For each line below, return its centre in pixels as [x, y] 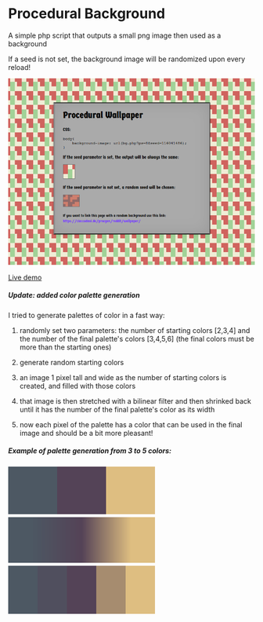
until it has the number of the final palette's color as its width [117, 409]
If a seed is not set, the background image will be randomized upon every [126, 59]
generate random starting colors [72, 362]
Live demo [25, 277]
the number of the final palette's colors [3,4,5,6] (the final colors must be [137, 338]
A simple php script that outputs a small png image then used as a [115, 35]
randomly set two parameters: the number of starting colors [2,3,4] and [135, 330]
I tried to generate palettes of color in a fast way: [87, 315]
